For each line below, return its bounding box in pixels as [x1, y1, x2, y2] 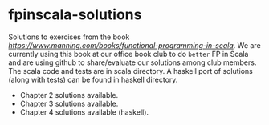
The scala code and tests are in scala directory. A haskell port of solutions [8, 66, 253, 75]
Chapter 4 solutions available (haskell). [19, 107, 149, 117]
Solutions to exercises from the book [8, 32, 130, 42]
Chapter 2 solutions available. [19, 90, 119, 99]
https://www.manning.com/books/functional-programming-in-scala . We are [8, 40, 261, 50]
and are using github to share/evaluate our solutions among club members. [8, 58, 257, 67]
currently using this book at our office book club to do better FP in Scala [8, 49, 249, 58]
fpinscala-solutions [8, 6, 142, 24]
